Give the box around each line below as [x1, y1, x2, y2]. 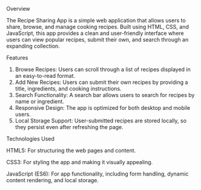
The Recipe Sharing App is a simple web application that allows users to [6, 17, 186, 24]
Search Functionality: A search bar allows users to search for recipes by [15, 92, 195, 98]
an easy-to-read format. [15, 72, 76, 79]
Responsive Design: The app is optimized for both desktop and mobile [15, 104, 191, 111]
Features [6, 54, 28, 61]
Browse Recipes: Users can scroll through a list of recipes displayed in [15, 66, 191, 73]
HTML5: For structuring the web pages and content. [6, 147, 136, 154]
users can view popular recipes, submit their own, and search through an [6, 36, 189, 43]
